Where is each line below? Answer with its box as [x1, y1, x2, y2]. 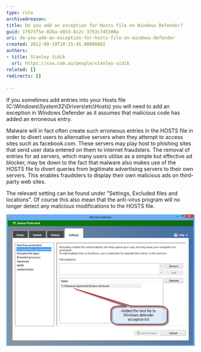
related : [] [6, 67, 36, 73]
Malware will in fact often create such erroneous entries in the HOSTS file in [6, 127, 193, 134]
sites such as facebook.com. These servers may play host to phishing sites [6, 140, 191, 147]
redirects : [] [6, 73, 42, 79]
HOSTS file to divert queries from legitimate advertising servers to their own [6, 166, 193, 173]
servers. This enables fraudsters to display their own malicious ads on [6, 172, 179, 179]
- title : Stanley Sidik [6, 54, 66, 60]
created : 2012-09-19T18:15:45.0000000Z [6, 41, 106, 47]
